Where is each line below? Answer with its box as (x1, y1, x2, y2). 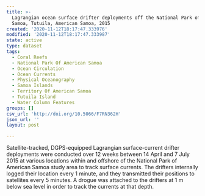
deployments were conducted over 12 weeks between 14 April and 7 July (6, 150, 190, 158)
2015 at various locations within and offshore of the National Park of (6, 157, 178, 164)
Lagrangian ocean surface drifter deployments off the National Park (12, 15, 192, 21)
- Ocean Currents (12, 71, 56, 77)
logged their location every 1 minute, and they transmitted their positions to (6, 170, 195, 177)
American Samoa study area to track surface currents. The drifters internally (6, 164, 198, 171)
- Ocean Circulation (12, 65, 64, 72)
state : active (6, 37, 43, 43)
